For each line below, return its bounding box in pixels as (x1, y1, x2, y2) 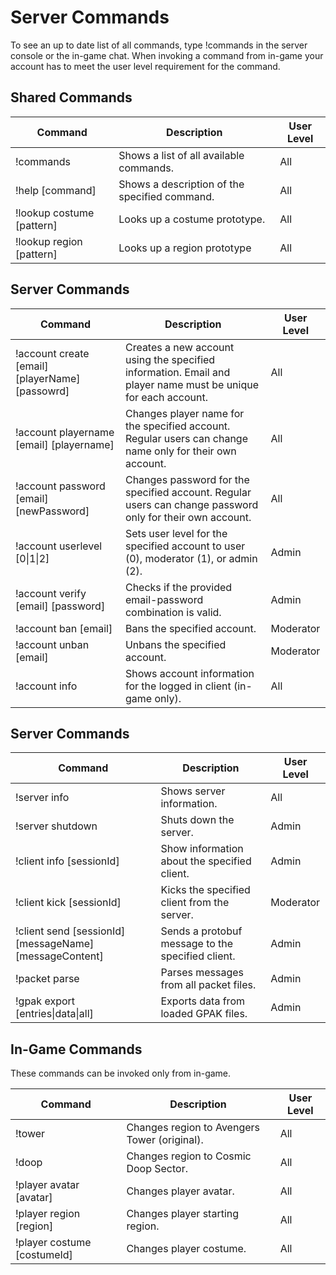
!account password (15, 479, 106, 493)
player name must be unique (124, 377, 260, 391)
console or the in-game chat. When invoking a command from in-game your (10, 49, 324, 61)
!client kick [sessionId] (15, 896, 122, 910)
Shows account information (124, 666, 255, 680)
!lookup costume (15, 206, 95, 220)
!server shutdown (15, 819, 98, 833)
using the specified (124, 352, 216, 366)
